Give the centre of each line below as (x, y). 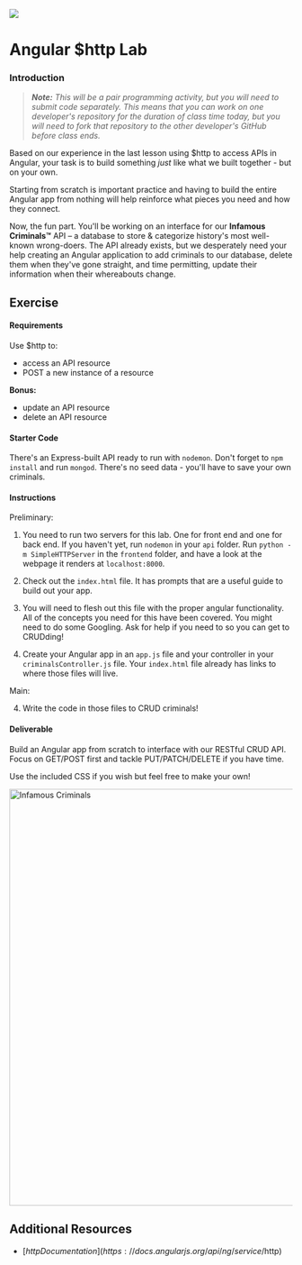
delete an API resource (65, 417)
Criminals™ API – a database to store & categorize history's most (129, 236)
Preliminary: (31, 517)
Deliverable (31, 729)
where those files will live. (70, 673)
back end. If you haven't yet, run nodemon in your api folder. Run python (153, 544)
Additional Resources (71, 1229)
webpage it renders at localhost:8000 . (93, 564)
